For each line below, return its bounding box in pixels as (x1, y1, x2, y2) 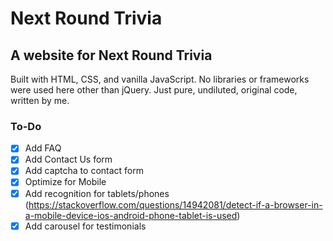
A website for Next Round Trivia (10, 47, 213, 64)
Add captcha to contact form (24, 165, 144, 177)
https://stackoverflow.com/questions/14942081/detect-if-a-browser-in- (28, 198, 323, 211)
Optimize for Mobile (24, 176, 107, 188)
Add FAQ (24, 142, 62, 154)
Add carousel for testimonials (24, 220, 147, 232)
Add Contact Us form (24, 153, 113, 166)
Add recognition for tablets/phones (24, 187, 170, 199)
